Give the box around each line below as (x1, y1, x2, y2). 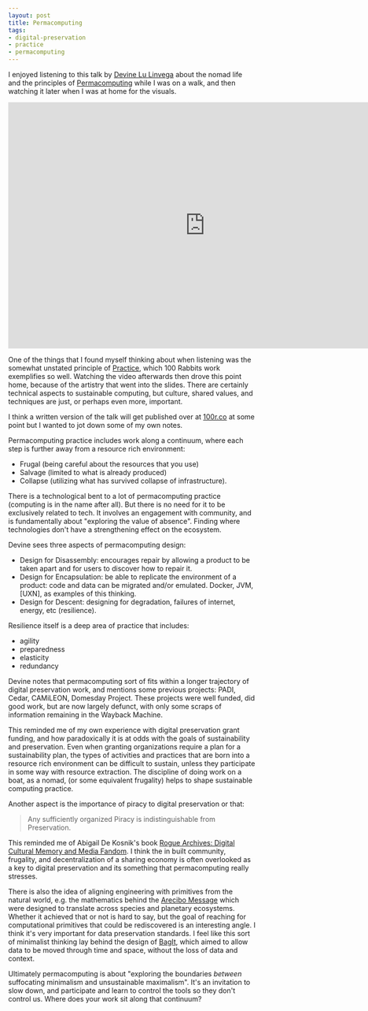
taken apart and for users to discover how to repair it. (19, 564, 193, 573)
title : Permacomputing (8, 19, 83, 27)
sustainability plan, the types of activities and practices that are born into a (8, 750, 250, 760)
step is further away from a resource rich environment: (8, 444, 186, 453)
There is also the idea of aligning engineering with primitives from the (8, 887, 234, 896)
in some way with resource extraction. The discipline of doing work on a (8, 768, 242, 776)
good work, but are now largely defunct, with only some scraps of (8, 702, 222, 711)
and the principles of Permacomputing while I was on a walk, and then (8, 78, 236, 87)
